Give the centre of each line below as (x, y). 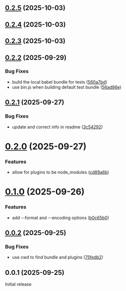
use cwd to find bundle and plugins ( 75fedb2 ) (57, 257)
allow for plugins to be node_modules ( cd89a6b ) (61, 172)
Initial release (18, 284)
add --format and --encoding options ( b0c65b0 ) (60, 218)
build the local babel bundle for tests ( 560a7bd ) (60, 82)
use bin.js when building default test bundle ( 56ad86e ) (67, 87)
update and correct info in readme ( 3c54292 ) (57, 127)
